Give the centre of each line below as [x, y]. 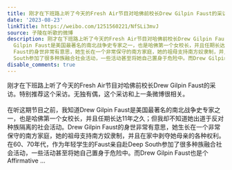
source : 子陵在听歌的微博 [40, 33]
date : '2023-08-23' [35, 20]
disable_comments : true [41, 65]
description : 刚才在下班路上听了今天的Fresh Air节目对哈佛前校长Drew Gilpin [110, 39]
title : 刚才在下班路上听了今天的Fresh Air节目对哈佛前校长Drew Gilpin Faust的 [112, 13]
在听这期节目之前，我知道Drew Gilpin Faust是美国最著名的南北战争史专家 [111, 109]
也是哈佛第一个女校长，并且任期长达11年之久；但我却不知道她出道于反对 [122, 118]
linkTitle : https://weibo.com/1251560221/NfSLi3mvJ [83, 26]
